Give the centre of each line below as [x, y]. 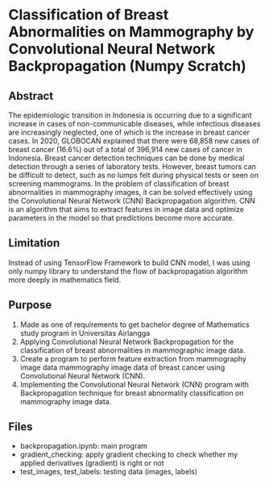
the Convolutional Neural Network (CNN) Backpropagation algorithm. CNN [132, 201]
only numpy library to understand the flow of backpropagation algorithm [128, 271]
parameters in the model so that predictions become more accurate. [122, 218]
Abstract [31, 95]
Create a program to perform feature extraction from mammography [133, 358]
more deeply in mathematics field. [65, 279]
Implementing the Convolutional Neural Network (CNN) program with [134, 384]
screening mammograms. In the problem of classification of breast [119, 184]
